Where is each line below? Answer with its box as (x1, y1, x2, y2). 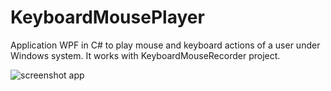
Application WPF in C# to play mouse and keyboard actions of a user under (10, 39, 321, 51)
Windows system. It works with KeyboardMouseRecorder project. (10, 49, 281, 61)
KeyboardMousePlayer (10, 6, 205, 29)
